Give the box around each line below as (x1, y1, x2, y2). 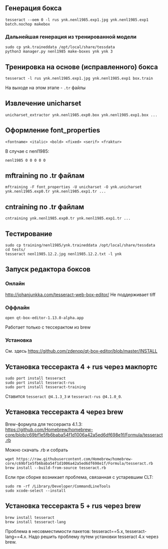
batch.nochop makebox (5, 22, 50, 27)
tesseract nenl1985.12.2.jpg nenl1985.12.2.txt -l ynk (5, 251, 122, 256)
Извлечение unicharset (5, 99, 81, 108)
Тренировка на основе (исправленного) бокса (5, 63, 158, 71)
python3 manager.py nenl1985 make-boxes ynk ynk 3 (5, 49, 113, 54)
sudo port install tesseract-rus (5, 380, 75, 385)
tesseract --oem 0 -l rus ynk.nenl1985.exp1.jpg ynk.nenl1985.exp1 (5, 17, 149, 22)
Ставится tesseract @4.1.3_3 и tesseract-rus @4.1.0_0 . (5, 393, 122, 400)
